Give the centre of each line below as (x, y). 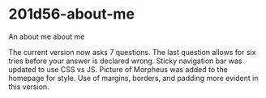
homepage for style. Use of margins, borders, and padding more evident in (133, 78)
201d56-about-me (72, 14)
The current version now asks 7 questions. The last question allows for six (132, 52)
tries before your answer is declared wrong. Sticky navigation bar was (125, 61)
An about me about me (47, 36)
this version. (29, 87)
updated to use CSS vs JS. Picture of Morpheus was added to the (118, 69)
